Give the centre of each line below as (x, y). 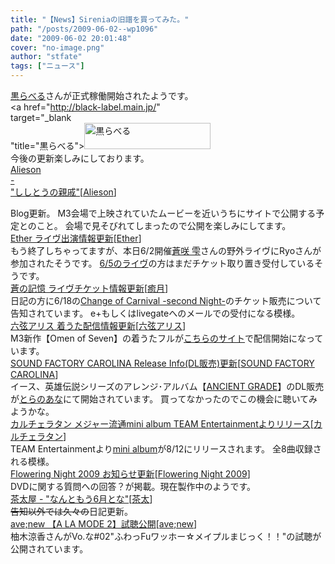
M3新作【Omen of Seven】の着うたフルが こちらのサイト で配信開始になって (167, 338)
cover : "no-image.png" (57, 47)
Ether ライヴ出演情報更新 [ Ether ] (76, 238)
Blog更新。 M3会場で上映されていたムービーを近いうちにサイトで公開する (163, 213)
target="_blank (41, 117)
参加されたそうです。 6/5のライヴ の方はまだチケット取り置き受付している (162, 263)
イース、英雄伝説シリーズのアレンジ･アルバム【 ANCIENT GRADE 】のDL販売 (167, 386)
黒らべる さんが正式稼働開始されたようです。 (102, 95)
